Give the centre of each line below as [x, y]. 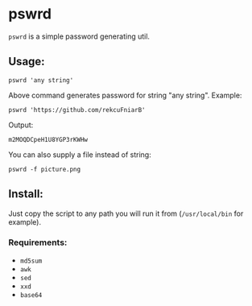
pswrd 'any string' [41, 80]
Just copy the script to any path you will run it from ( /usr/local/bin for [126, 213]
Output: [21, 125]
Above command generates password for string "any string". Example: [125, 95]
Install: [26, 194]
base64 [31, 295]
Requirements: [38, 242]
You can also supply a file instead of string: [80, 155]
